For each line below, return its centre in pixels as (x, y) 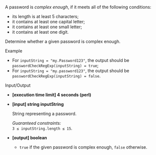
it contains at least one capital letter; (48, 22)
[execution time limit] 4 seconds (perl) (52, 95)
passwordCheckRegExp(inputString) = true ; (55, 66)
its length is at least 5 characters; (45, 16)
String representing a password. (44, 114)
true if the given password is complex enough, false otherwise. (83, 147)
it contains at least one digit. (40, 32)
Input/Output (18, 85)
